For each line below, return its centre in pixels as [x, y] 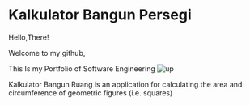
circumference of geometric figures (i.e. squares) [91, 93]
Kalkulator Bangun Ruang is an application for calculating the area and [125, 84]
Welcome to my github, [47, 53]
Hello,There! [29, 37]
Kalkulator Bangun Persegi [100, 15]
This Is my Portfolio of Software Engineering [82, 68]
